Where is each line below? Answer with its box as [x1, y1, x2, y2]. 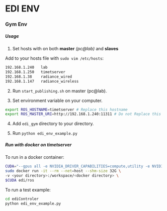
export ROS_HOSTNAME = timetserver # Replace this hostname [5, 107, 128, 112]
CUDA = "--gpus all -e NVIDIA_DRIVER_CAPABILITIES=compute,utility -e [5, 164, 150, 169]
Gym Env [5, 21, 27, 28]
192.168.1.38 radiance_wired [5, 74, 72, 79]
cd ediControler [5, 196, 39, 202]
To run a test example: [5, 187, 51, 193]
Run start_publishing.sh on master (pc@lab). [12, 88, 107, 94]
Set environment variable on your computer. [12, 98, 103, 104]
